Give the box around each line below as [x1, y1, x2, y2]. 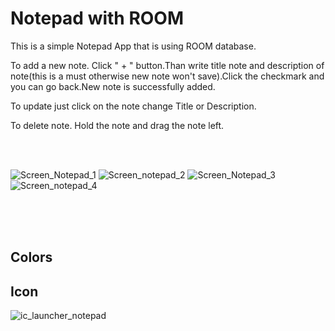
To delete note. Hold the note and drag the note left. [10, 119, 225, 131]
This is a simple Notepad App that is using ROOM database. [10, 40, 257, 52]
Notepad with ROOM [10, 7, 185, 30]
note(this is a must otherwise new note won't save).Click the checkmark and [10, 70, 325, 82]
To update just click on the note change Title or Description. [10, 100, 257, 112]
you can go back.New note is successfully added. [10, 80, 216, 92]
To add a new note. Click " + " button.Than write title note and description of [10, 59, 325, 71]
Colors [10, 249, 53, 266]
